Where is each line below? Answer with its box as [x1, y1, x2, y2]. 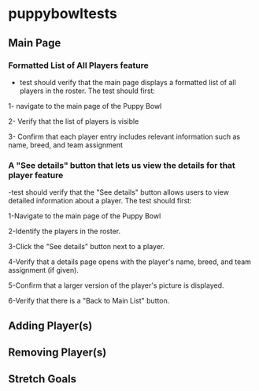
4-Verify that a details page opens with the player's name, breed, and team [8, 257, 252, 266]
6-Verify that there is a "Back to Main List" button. [8, 296, 170, 306]
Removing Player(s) [8, 345, 107, 359]
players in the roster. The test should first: [19, 86, 156, 95]
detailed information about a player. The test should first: [8, 196, 192, 206]
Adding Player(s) [8, 318, 93, 332]
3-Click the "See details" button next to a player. [8, 242, 165, 251]
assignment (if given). [8, 266, 79, 275]
